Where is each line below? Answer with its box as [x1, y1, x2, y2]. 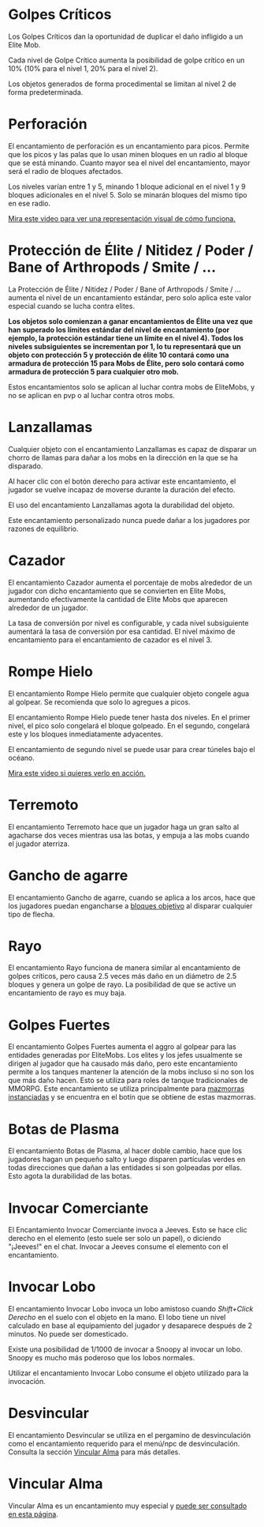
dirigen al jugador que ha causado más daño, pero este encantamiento [8, 1059, 238, 1068]
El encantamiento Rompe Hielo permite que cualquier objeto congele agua [8, 689, 250, 698]
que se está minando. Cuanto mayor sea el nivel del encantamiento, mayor [8, 158, 251, 167]
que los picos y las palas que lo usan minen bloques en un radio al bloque [8, 149, 248, 159]
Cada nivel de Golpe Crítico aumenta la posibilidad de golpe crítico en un [8, 55, 245, 65]
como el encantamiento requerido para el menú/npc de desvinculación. [8, 1439, 240, 1449]
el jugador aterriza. [8, 839, 70, 848]
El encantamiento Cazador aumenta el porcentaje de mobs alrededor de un [8, 577, 252, 587]
